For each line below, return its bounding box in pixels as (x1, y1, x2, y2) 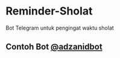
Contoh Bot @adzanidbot (5, 42, 103, 52)
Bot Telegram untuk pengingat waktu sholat (5, 24, 114, 31)
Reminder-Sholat (5, 4, 93, 18)
